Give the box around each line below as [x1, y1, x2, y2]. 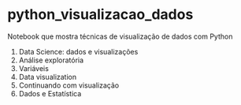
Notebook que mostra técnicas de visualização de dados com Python [7, 32, 233, 41]
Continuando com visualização [18, 81, 120, 90]
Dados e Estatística [18, 88, 82, 98]
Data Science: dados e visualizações [18, 47, 139, 56]
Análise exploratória [18, 55, 84, 65]
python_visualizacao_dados [7, 6, 194, 24]
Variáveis [18, 63, 49, 73]
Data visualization [18, 72, 77, 81]
